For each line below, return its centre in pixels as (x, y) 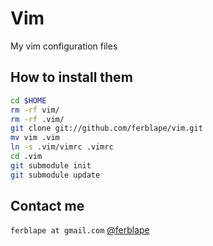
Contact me (47, 206)
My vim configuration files (64, 46)
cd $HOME (28, 100)
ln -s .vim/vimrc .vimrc (62, 147)
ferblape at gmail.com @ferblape (80, 230)
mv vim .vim (35, 138)
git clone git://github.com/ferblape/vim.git (106, 128)
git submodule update (55, 175)
